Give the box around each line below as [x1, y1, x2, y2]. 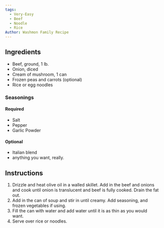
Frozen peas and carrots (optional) [12, 76, 82, 82]
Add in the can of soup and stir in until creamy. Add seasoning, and [12, 197, 148, 203]
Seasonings [5, 94, 34, 101]
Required [5, 106, 24, 112]
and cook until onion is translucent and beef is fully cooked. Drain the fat [12, 187, 159, 193]
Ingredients [5, 48, 41, 56]
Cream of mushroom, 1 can [12, 71, 67, 77]
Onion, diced [12, 66, 38, 72]
